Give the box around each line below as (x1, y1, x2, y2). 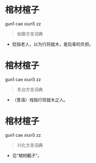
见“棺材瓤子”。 (12, 152, 42, 158)
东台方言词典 (17, 86, 43, 92)
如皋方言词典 (17, 31, 43, 36)
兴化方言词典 (17, 142, 43, 148)
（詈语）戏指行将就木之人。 (12, 97, 68, 103)
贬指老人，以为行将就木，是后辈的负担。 (12, 41, 94, 47)
